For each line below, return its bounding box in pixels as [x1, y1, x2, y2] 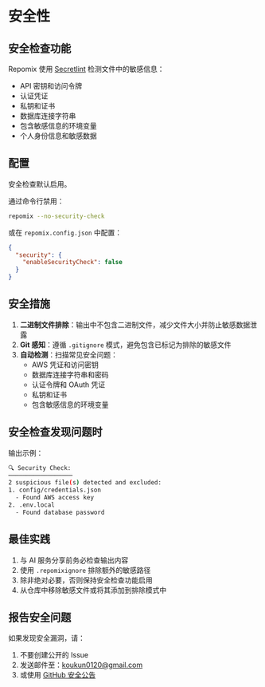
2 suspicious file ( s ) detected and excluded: [8, 479, 162, 487]
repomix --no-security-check [8, 212, 105, 220]
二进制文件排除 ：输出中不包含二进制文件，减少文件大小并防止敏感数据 [19, 320, 251, 330]
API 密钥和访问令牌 [19, 81, 83, 90]
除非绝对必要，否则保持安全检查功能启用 [19, 575, 153, 585]
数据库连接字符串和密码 [31, 369, 109, 379]
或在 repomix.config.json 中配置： [8, 227, 122, 237]
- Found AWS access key [15, 494, 94, 502]
